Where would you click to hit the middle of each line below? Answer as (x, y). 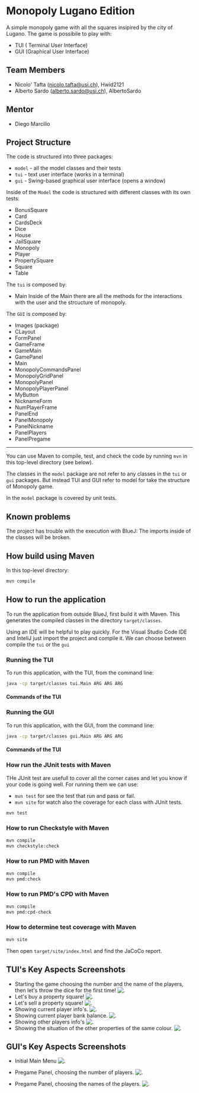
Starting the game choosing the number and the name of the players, (99, 984)
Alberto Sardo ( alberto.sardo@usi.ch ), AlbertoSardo (78, 91)
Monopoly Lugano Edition (70, 11)
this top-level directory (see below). (50, 462)
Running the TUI (30, 660)
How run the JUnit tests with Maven (59, 765)
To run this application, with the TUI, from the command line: (80, 673)
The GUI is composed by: (36, 314)
